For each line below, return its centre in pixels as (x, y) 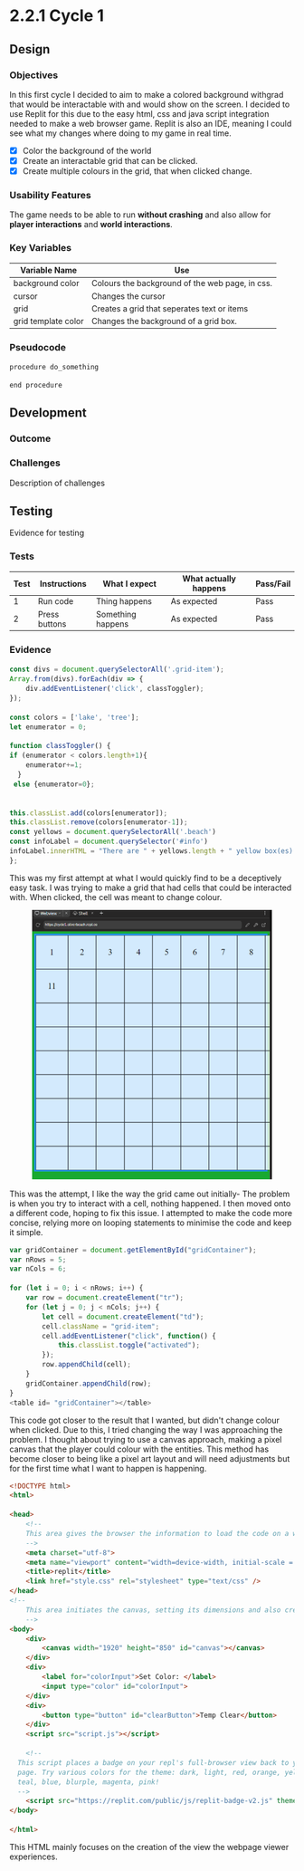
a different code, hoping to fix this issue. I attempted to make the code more (151, 1213)
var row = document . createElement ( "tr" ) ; (104, 1298)
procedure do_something (54, 367)
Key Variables (41, 248)
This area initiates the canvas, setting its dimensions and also (153, 1610)
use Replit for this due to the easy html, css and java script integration (139, 113)
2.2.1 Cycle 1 (57, 16)
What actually (209, 579)
